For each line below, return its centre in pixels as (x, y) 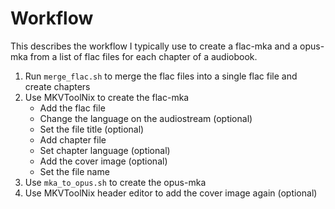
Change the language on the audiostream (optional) (146, 118)
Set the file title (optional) (92, 129)
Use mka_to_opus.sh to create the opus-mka (115, 182)
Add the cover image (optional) (103, 161)
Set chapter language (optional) (105, 150)
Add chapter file (73, 139)
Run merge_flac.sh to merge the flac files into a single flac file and (161, 76)
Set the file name (74, 171)
